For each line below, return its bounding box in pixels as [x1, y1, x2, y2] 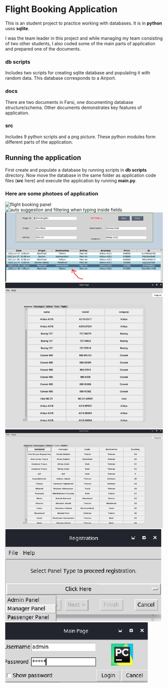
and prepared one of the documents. [5, 46, 81, 52]
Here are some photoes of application [5, 190, 98, 197]
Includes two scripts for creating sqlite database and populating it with [5, 70, 150, 76]
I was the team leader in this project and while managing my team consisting [5, 35, 163, 41]
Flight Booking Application [5, 4, 117, 15]
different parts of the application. [5, 139, 73, 145]
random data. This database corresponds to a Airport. [5, 75, 116, 81]
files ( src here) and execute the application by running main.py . [5, 177, 137, 184]
